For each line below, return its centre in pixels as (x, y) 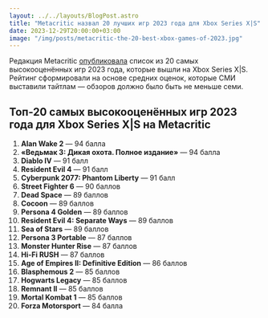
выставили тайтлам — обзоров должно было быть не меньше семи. (126, 87)
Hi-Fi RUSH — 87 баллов (63, 255)
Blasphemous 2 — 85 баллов (70, 272)
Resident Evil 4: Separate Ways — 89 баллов (97, 221)
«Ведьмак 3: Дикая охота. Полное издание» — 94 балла (120, 153)
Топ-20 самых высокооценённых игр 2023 (123, 112)
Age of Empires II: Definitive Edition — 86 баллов (104, 263)
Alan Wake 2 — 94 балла (63, 144)
